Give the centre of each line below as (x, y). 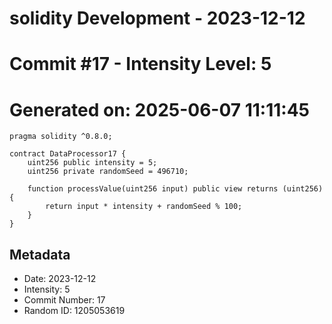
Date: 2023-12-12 (60, 279)
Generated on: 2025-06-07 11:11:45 (160, 109)
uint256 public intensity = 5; (92, 163)
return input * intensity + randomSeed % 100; (144, 207)
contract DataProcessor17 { (68, 154)
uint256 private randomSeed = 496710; (108, 172)
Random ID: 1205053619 (74, 311)
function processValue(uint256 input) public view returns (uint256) (175, 189)
